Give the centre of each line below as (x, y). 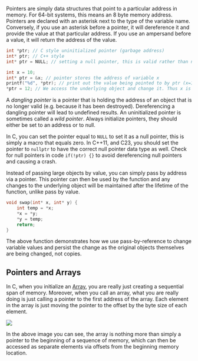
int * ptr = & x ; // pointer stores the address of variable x (83, 78)
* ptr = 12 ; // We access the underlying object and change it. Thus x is (99, 89)
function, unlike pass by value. (43, 192)
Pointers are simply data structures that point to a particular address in (92, 9)
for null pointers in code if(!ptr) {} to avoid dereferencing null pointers (94, 155)
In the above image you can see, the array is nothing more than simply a (94, 334)
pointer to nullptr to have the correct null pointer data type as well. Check (96, 149)
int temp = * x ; (35, 208)
